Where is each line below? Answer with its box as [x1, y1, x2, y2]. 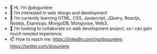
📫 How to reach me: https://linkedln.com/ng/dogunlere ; [9, 36, 124, 42]
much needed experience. [9, 31, 63, 36]
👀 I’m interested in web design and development [9, 10, 107, 16]
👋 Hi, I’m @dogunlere [9, 5, 53, 10]
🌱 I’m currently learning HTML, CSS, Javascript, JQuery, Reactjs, [9, 15, 141, 21]
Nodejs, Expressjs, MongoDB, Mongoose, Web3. [9, 20, 108, 26]
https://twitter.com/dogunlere [9, 43, 70, 49]
